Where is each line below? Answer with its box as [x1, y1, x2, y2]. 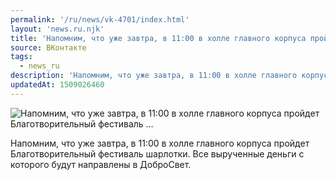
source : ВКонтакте [10, 42, 87, 53]
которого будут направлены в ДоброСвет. [10, 158, 192, 170]
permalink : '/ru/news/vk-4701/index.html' [10, 14, 190, 25]
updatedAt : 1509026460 [10, 80, 105, 90]
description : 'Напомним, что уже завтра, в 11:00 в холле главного [10, 71, 298, 81]
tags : [10, 52, 33, 62]
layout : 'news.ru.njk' [10, 24, 105, 34]
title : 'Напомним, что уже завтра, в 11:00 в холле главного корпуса [10, 33, 307, 43]
